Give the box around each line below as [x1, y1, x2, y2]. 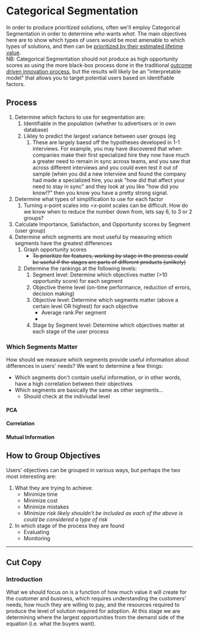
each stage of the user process [32, 327, 109, 335]
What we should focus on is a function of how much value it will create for [6, 589, 187, 596]
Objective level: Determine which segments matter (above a [32, 296, 179, 303]
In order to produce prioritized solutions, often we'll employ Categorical [6, 24, 181, 31]
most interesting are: [6, 473, 57, 480]
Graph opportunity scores [23, 246, 87, 253]
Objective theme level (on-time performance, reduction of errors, [32, 284, 191, 291]
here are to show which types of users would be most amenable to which [6, 36, 185, 43]
